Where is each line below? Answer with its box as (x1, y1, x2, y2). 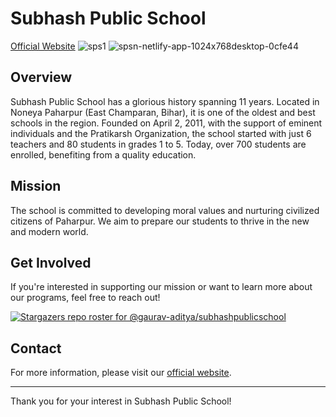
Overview (10, 69, 73, 86)
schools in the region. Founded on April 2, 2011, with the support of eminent (10, 117, 323, 129)
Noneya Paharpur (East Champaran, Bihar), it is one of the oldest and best (10, 106, 316, 118)
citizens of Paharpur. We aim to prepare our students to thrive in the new (10, 215, 310, 227)
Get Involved (10, 254, 92, 271)
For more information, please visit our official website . (10, 367, 232, 379)
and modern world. (10, 225, 89, 237)
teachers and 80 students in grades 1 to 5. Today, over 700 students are (10, 138, 307, 150)
